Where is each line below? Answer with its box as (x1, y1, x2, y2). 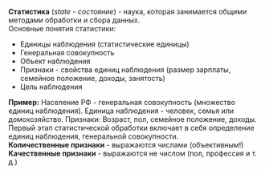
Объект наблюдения (19, 56, 91, 66)
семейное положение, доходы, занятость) (19, 74, 166, 83)
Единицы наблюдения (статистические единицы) (19, 39, 190, 49)
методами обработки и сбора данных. (8, 15, 141, 25)
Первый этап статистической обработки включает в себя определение (8, 123, 255, 132)
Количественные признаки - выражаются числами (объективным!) (8, 140, 244, 149)
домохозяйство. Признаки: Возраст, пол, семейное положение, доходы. (8, 115, 257, 123)
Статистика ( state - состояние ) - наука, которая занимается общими (8, 7, 247, 16)
